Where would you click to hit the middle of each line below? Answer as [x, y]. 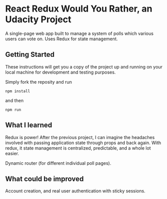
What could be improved [45, 179]
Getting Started [30, 55]
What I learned [29, 125]
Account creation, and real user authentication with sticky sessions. [75, 191]
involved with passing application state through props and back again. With [83, 143]
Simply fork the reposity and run [38, 82]
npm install [18, 91]
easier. [12, 153]
